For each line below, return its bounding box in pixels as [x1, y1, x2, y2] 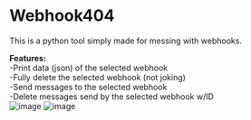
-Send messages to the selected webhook [9, 81, 168, 92]
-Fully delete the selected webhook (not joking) [9, 71, 186, 82]
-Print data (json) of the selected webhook [9, 62, 169, 73]
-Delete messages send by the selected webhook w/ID [9, 91, 215, 102]
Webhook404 [9, 5, 115, 26]
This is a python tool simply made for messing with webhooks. [9, 35, 243, 46]
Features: [9, 52, 47, 63]
